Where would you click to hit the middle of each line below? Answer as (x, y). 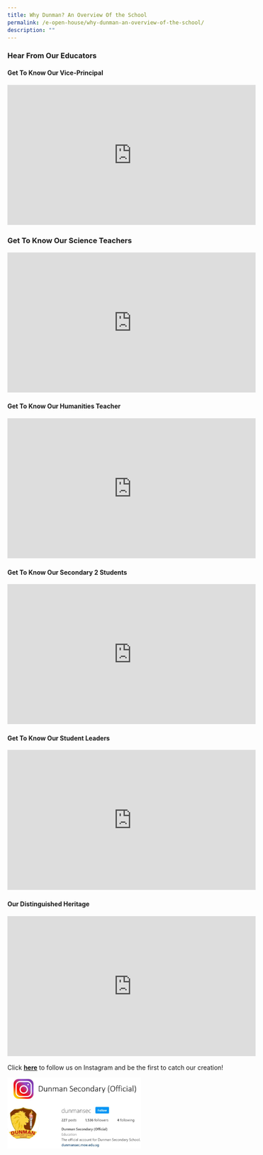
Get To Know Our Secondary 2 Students (67, 572)
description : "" (31, 30)
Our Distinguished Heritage (49, 904)
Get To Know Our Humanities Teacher (64, 406)
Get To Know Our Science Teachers (70, 240)
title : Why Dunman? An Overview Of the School (77, 15)
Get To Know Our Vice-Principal (55, 73)
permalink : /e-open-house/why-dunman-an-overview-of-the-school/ (106, 22)
